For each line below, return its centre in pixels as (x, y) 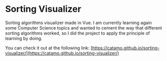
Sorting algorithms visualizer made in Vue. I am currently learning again (79, 23)
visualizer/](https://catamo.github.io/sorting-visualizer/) (62, 53)
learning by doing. (24, 38)
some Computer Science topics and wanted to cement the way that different (83, 28)
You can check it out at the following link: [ (49, 48)
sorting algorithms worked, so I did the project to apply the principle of (78, 33)
